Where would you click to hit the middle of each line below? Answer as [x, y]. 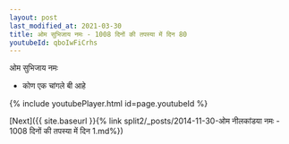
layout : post [34, 17]
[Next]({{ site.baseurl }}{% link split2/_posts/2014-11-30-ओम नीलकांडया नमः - [144, 121]
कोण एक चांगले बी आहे [54, 86]
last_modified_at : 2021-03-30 [66, 26]
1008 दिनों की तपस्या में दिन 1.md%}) [66, 131]
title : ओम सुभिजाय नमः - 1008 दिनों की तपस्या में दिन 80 [98, 34]
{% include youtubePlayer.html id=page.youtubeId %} [109, 104]
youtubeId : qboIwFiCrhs [54, 42]
